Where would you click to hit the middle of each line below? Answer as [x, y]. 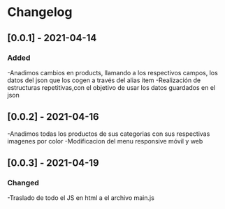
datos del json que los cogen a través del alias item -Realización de [104, 80]
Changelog [40, 12]
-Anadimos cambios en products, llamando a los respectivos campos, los [112, 72]
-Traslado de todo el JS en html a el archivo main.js [81, 198]
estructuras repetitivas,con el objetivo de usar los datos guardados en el [111, 87]
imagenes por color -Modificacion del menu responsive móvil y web [105, 141]
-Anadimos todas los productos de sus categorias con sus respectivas [109, 134]
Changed [23, 183]
